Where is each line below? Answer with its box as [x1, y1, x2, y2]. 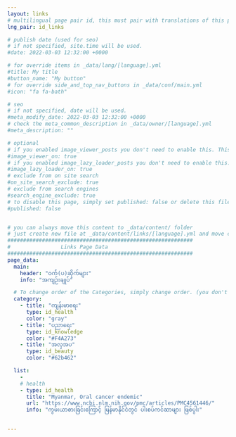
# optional [7, 139, 39, 146]
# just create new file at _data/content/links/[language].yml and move [7, 230, 225, 238]
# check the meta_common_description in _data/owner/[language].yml [7, 120, 212, 127]
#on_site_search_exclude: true [7, 179, 99, 186]
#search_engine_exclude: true [7, 191, 96, 199]
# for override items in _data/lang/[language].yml [7, 62, 162, 69]
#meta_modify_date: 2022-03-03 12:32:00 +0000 [7, 114, 146, 121]
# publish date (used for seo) [7, 36, 99, 43]
